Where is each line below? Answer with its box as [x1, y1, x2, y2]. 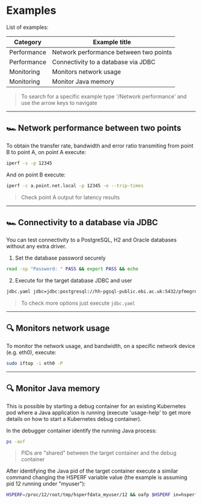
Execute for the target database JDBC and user [14, 277, 132, 284]
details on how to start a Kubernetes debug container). [6, 415, 142, 422]
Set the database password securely [14, 254, 106, 262]
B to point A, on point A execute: [6, 148, 87, 155]
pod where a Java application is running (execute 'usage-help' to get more [6, 409, 191, 416]
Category [14, 37, 42, 46]
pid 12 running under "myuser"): [6, 480, 86, 488]
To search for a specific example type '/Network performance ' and [20, 93, 187, 100]
